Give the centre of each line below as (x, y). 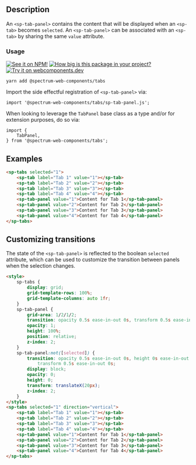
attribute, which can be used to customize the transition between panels (93, 259)
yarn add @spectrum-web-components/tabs (56, 81)
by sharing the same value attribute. (61, 36)
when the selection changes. (41, 266)
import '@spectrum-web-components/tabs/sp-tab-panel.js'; (78, 103)
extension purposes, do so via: (43, 120)
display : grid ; (45, 288)
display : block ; (47, 369)
